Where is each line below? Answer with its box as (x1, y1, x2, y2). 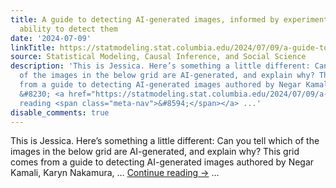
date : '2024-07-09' (10, 33, 92, 43)
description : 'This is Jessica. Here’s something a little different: (10, 61, 311, 71)
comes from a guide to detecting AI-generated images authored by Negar (10, 156, 315, 168)
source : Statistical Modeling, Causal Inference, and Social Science (10, 52, 307, 62)
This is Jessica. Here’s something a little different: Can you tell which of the (10, 135, 320, 147)
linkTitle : (10, 42, 56, 53)
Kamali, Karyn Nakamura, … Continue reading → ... (10, 167, 220, 179)
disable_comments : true (10, 107, 110, 118)
